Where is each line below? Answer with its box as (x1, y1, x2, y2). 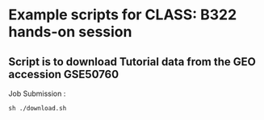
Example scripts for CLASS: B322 (8, 6, 237, 24)
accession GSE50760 (8, 67, 119, 81)
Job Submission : (8, 89, 66, 98)
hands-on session (8, 23, 132, 41)
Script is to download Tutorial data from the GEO (8, 55, 256, 68)
